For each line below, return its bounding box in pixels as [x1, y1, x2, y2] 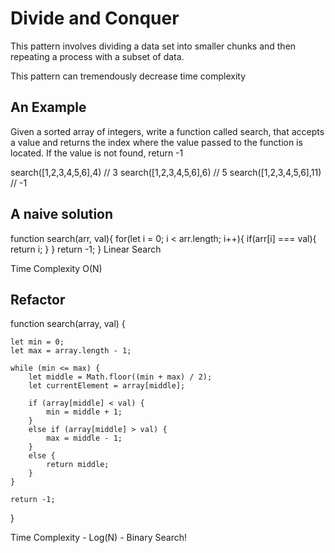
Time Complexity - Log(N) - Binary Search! [10, 532, 187, 544]
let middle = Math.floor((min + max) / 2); [28, 372, 213, 382]
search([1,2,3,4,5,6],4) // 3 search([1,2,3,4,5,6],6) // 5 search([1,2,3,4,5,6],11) [10, 166, 322, 178]
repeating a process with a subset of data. [10, 50, 185, 62]
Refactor [10, 291, 66, 308]
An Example [10, 99, 87, 116]
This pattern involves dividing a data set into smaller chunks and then [10, 40, 297, 52]
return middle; [46, 460, 110, 470]
